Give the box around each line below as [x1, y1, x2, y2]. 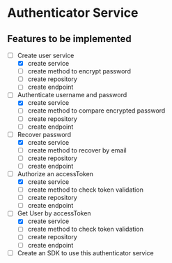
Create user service [17, 51, 75, 59]
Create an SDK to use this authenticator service [17, 248, 155, 257]
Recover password [17, 130, 72, 138]
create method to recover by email [27, 145, 127, 155]
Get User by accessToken [17, 209, 92, 218]
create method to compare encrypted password [27, 106, 166, 115]
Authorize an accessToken [17, 169, 94, 178]
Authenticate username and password [17, 91, 127, 99]
